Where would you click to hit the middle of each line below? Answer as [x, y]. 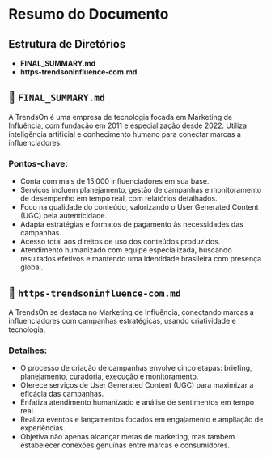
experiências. [42, 428]
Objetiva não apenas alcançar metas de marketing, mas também [127, 437]
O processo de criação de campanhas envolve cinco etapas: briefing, [136, 368]
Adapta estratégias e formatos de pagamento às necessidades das [132, 224]
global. [32, 267]
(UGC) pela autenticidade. [64, 216]
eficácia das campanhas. [62, 394]
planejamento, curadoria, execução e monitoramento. [109, 376]
